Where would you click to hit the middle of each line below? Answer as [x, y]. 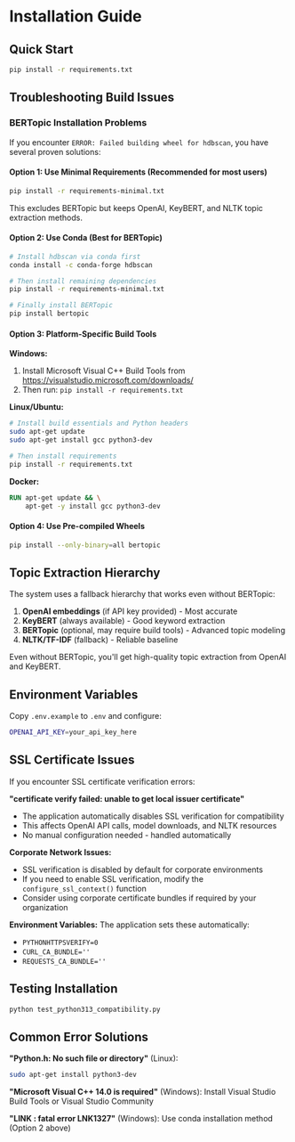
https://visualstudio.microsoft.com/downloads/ [108, 380]
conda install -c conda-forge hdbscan [81, 265]
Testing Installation [64, 989]
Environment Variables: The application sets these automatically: [130, 925]
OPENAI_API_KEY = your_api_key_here [73, 732]
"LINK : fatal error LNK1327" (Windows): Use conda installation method [141, 1119]
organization [45, 907]
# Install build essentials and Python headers [99, 424]
